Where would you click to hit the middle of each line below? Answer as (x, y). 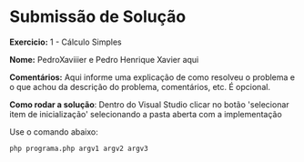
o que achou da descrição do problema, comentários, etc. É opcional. (140, 86)
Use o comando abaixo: (54, 132)
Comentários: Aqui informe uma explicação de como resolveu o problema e (152, 77)
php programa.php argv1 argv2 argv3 (79, 148)
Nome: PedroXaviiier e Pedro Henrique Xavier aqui (104, 59)
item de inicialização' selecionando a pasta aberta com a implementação (146, 114)
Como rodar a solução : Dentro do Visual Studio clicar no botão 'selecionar (149, 104)
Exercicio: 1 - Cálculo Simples (66, 42)
